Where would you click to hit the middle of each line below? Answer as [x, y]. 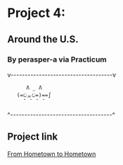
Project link [33, 137]
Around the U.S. [43, 39]
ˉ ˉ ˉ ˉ [34, 101]
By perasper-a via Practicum [57, 59]
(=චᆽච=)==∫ [34, 95]
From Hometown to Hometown [52, 154]
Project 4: [36, 13]
